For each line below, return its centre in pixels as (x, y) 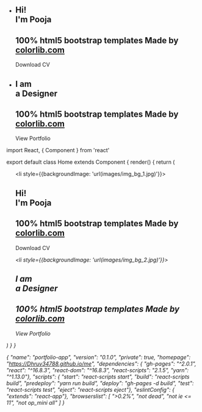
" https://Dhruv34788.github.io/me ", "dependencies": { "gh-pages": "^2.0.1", (101, 364)
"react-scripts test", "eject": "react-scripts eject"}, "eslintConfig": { (91, 389)
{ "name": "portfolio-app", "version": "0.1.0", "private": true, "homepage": (99, 357)
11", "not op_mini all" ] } (36, 402)
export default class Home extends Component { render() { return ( (91, 162)
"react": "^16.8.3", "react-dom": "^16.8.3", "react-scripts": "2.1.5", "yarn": (98, 370)
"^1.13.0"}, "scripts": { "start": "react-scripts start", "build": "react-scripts (98, 377)
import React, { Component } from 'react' (58, 150)
